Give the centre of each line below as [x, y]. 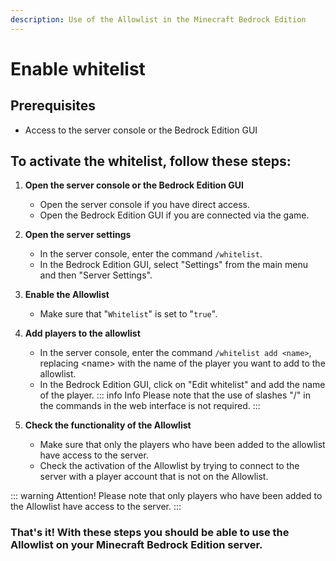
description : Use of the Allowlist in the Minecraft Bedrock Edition [158, 19]
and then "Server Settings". [96, 275]
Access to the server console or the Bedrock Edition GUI [141, 130]
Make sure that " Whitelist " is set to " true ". [128, 314]
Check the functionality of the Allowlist [108, 425]
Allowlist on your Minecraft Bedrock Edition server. [136, 545]
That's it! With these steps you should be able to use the [150, 533]
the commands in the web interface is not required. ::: [150, 406]
